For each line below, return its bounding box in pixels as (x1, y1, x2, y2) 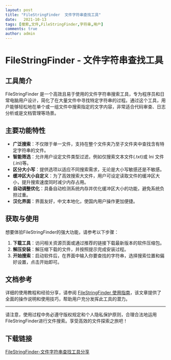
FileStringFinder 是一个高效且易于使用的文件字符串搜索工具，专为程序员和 (5, 91, 160, 97)
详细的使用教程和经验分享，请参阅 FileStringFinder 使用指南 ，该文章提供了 (5, 290, 162, 296)
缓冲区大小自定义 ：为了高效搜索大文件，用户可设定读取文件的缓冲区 (12, 173, 156, 179)
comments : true (5, 26, 38, 32)
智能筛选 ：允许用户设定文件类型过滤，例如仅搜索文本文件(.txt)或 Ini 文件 (12, 153, 164, 159)
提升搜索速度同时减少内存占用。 (21, 179, 89, 185)
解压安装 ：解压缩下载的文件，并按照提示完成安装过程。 (12, 246, 129, 252)
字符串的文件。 (17, 147, 49, 153)
